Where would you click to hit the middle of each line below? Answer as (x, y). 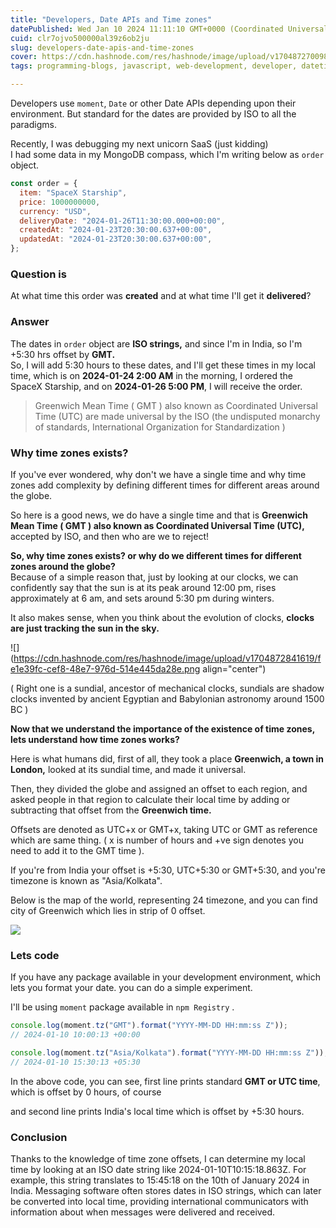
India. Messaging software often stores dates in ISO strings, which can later (166, 1190)
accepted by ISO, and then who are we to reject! (109, 536)
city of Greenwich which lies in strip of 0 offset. (108, 910)
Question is (38, 274)
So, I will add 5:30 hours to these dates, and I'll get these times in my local (163, 365)
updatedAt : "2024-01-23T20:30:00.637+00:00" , (116, 239)
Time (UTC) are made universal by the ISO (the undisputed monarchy (177, 416)
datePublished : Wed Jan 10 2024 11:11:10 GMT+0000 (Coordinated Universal (169, 29)
